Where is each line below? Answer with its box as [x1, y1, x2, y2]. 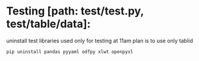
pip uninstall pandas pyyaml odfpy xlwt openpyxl [6, 48, 134, 55]
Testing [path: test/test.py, [6, 4, 144, 18]
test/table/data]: [6, 17, 91, 31]
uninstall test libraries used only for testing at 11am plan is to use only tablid [6, 37, 194, 44]
